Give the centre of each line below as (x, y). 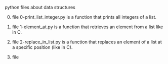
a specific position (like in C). (42, 47)
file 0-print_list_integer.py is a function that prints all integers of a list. (84, 17)
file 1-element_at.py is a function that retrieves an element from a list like (88, 27)
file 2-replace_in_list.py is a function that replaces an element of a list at (87, 42)
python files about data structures (40, 7)
